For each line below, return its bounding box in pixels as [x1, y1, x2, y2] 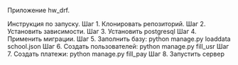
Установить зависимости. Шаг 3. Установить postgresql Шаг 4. [7, 28, 197, 35]
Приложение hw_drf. [7, 6, 70, 14]
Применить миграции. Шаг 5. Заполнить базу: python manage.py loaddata [7, 35, 231, 43]
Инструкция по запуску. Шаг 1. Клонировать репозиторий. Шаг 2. [7, 20, 206, 28]
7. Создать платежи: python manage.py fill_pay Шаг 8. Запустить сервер [7, 49, 225, 58]
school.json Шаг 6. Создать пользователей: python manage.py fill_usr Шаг [7, 42, 229, 50]
